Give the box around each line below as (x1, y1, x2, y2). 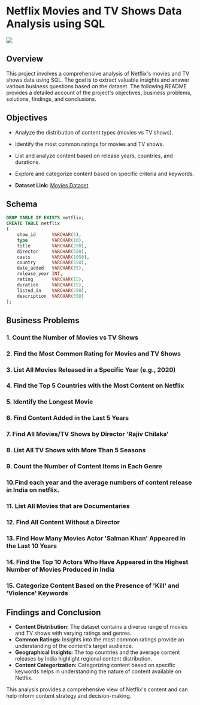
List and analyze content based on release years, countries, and (14, 152, 174, 159)
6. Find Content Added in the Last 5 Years (6, 414, 129, 422)
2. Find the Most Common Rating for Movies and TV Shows (6, 349, 181, 358)
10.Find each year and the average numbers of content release (6, 478, 192, 486)
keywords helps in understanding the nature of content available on (14, 668, 181, 675)
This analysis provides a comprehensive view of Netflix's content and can (6, 686, 189, 693)
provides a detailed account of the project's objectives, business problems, (6, 89, 192, 96)
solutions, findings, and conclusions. (6, 95, 97, 103)
